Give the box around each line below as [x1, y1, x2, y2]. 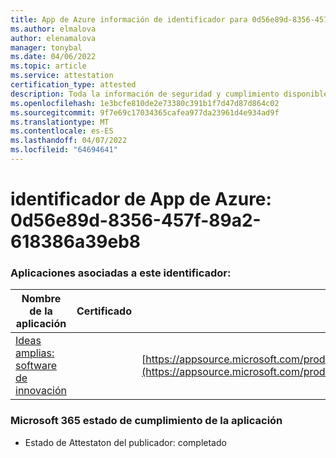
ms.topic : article [10, 61, 87, 71]
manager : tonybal [10, 42, 83, 53]
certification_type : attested [10, 80, 137, 90]
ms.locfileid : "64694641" [10, 145, 118, 155]
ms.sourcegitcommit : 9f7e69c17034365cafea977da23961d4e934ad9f [10, 107, 280, 118]
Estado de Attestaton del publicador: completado [24, 436, 227, 448]
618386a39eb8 [10, 231, 142, 253]
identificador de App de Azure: [10, 188, 272, 211]
